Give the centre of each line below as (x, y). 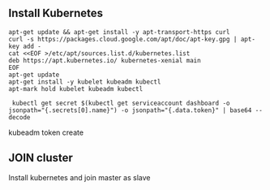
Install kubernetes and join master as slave (79, 177)
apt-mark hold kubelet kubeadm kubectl (76, 89)
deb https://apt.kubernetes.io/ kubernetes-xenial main (105, 60)
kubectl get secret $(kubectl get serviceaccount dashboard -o (121, 103)
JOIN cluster (41, 158)
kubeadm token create (46, 132)
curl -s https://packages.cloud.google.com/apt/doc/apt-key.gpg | (123, 39)
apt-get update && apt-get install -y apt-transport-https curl (119, 32)
